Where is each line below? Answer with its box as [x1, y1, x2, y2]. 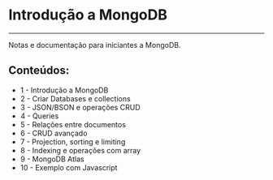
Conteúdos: [8, 63, 70, 78]
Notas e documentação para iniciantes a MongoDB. [8, 40, 181, 49]
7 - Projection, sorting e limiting [19, 136, 126, 147]
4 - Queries [19, 111, 59, 121]
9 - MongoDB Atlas [19, 154, 84, 164]
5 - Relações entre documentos [19, 119, 126, 129]
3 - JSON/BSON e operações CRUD [19, 102, 141, 112]
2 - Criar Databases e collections [19, 93, 132, 103]
